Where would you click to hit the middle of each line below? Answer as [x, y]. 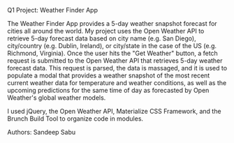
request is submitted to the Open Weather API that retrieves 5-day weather [115, 61]
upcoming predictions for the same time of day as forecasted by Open [108, 90]
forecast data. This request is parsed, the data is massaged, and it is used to [117, 68]
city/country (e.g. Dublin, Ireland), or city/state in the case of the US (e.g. [112, 46]
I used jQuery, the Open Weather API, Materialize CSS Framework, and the [114, 111]
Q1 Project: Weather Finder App [52, 10]
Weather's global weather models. [57, 98]
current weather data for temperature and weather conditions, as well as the [117, 83]
